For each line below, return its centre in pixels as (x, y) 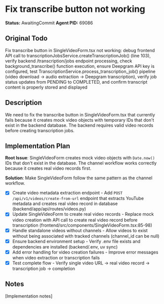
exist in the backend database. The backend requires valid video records (79, 125)
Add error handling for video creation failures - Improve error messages (85, 252)
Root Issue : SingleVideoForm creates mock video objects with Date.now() (80, 158)
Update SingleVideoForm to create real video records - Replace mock (83, 214)
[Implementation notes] (29, 296)
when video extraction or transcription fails (56, 257)
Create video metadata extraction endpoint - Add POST (67, 193)
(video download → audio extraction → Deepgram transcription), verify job (81, 76)
